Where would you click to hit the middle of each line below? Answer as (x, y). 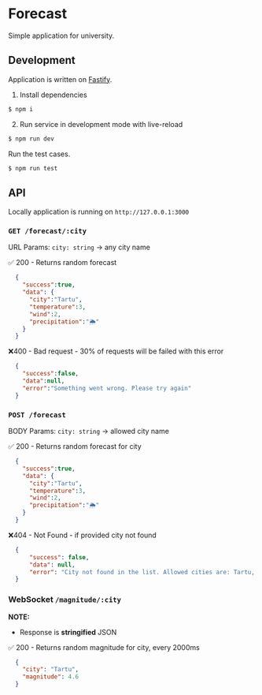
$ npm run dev (31, 139)
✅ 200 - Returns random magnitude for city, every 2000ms (104, 647)
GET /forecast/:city (48, 231)
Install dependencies (54, 95)
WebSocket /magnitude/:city (65, 600)
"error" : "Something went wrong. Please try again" (107, 388)
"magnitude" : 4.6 (51, 677)
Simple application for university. (61, 35)
